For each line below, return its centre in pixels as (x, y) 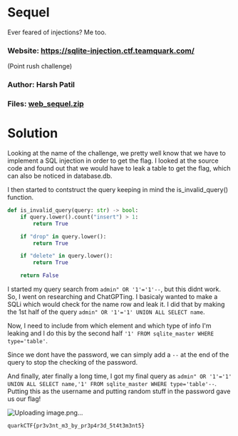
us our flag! (24, 399)
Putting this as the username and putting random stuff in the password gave (119, 391)
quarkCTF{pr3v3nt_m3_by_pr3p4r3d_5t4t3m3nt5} (76, 426)
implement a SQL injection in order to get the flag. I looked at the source (113, 161)
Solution (33, 133)
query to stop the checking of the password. (73, 363)
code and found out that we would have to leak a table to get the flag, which (119, 168)
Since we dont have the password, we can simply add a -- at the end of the (118, 355)
